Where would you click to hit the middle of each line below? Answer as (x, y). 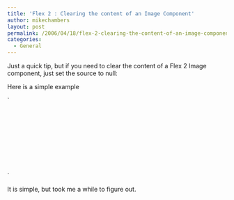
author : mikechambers (39, 20)
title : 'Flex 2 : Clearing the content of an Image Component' (101, 14)
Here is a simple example (44, 87)
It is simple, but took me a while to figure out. (72, 189)
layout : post (26, 26)
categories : (24, 40)
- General (28, 46)
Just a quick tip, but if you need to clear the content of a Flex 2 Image (107, 66)
